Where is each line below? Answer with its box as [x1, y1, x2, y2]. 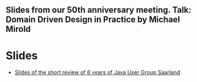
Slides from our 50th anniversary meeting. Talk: [5, 5, 192, 15]
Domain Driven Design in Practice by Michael [5, 15, 181, 25]
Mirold [5, 24, 31, 34]
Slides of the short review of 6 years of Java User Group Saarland [14, 69, 181, 76]
